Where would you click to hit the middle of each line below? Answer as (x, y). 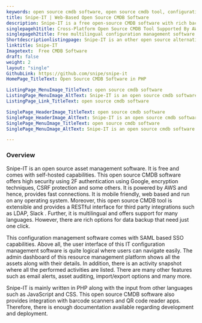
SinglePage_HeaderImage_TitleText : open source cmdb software (86, 112)
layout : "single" (28, 68)
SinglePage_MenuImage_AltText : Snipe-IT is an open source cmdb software (101, 129)
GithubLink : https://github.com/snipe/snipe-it (67, 74)
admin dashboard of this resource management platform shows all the (93, 257)
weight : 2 (19, 62)
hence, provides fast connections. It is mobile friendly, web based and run (98, 194)
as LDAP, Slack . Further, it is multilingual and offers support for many (92, 213)
